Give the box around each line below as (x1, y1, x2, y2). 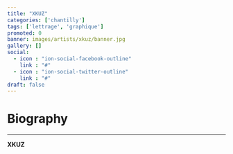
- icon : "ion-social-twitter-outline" (13, 68, 129, 75)
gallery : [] (7, 42, 42, 49)
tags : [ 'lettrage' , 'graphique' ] (7, 23, 104, 30)
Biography (7, 111, 68, 127)
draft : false (7, 81, 45, 88)
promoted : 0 (7, 29, 42, 37)
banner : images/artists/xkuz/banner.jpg (7, 36, 126, 43)
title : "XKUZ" (7, 10, 49, 17)
